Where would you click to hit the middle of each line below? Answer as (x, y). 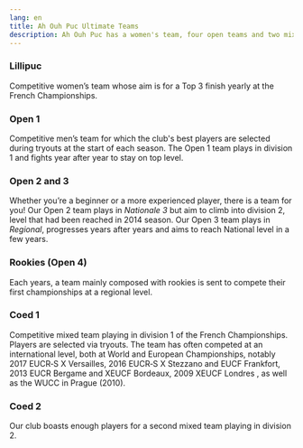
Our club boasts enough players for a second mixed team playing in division (150, 426)
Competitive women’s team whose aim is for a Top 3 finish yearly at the (142, 86)
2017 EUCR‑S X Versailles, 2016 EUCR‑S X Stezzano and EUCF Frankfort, (145, 363)
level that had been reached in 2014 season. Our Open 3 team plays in (140, 220)
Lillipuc (26, 66)
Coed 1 (25, 315)
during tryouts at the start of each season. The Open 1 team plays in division (151, 148)
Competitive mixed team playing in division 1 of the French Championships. (149, 334)
